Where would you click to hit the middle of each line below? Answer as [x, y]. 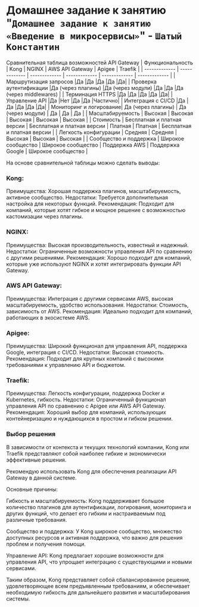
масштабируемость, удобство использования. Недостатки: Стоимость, [97, 305]
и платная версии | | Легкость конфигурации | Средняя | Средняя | [92, 132]
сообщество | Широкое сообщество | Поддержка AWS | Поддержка [93, 145]
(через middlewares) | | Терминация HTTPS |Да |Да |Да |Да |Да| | [89, 94]
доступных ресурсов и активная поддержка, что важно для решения [94, 537]
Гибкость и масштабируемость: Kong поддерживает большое [85, 500]
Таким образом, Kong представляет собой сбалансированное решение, [98, 580]
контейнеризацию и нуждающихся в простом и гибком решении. [89, 419]
